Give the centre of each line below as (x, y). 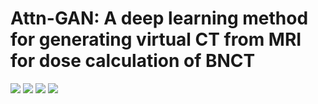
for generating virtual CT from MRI (156, 39)
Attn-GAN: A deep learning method (159, 18)
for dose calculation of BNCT (133, 61)
